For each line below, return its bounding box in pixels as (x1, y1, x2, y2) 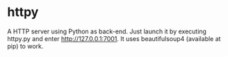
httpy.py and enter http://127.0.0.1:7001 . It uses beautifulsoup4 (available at (7, 34, 221, 42)
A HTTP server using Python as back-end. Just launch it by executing (7, 27, 207, 35)
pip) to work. (7, 42, 44, 50)
